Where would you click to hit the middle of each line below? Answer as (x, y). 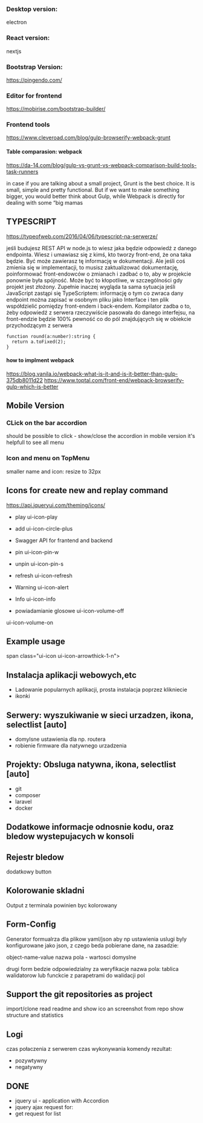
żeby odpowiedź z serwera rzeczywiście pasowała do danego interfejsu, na (101, 312)
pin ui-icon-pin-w (37, 552)
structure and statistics (35, 1015)
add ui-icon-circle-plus (44, 528)
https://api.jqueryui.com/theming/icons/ (56, 505)
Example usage (36, 641)
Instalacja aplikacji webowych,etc (72, 675)
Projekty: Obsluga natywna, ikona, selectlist (91, 765)
